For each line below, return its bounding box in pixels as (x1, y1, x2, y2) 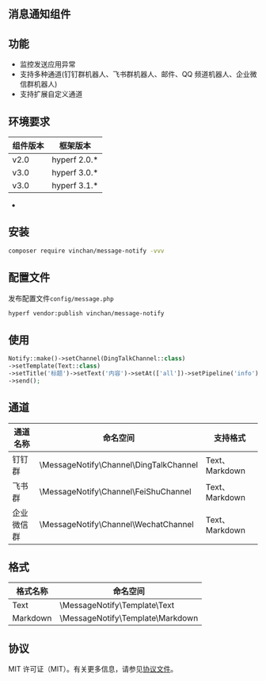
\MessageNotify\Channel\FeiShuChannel (39, 486, 192, 497)
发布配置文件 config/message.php (8, 293, 114, 303)
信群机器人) (19, 79, 58, 89)
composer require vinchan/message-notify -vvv (8, 247, 165, 255)
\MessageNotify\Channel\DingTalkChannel (39, 459, 199, 470)
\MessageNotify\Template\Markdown (59, 613, 199, 624)
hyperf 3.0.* (51, 167, 99, 179)
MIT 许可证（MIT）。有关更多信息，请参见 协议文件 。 (8, 664, 178, 674)
